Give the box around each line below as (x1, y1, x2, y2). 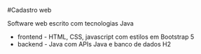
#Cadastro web (7, 6, 52, 14)
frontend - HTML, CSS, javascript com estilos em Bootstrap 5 (17, 33, 195, 41)
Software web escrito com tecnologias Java (7, 19, 134, 27)
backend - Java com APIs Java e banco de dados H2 (17, 40, 172, 48)
